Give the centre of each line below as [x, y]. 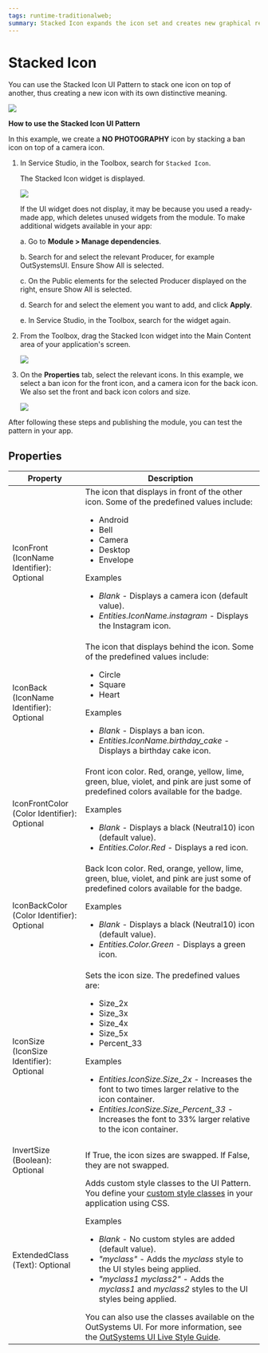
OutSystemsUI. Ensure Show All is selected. [92, 265]
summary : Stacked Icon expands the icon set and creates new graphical [130, 23]
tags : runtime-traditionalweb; [60, 16]
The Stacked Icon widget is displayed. [82, 179]
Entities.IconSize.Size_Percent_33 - [166, 1109]
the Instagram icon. [135, 626]
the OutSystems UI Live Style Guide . [153, 1337]
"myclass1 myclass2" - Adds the [162, 1279]
